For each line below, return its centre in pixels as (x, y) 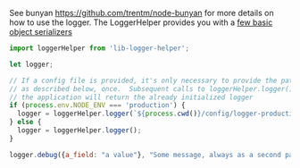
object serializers (41, 32)
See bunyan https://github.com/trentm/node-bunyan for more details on (142, 13)
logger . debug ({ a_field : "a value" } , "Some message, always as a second (145, 155)
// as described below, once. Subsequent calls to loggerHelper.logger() (151, 88)
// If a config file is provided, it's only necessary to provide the (143, 80)
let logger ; (31, 64)
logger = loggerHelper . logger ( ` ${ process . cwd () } (109, 114)
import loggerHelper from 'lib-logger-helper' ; (100, 48)
